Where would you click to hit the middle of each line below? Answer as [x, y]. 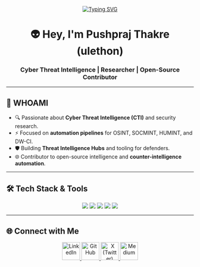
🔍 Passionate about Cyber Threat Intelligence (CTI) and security [95, 118]
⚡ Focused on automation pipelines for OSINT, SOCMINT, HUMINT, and [104, 133]
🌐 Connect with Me [43, 231]
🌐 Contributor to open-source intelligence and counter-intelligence [98, 157]
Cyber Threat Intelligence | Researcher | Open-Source [100, 70]
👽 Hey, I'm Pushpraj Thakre [100, 34]
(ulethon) [100, 51]
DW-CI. [24, 142]
